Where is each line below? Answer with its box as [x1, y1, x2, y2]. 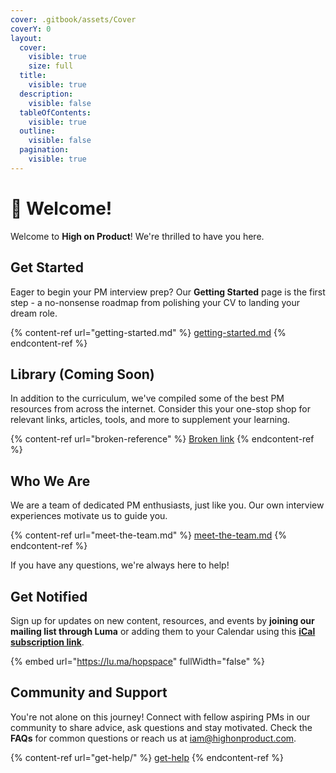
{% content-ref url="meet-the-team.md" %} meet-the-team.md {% [10, 529, 288, 541]
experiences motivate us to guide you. [10, 510, 168, 522]
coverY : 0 [10, 24, 52, 34]
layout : [10, 33, 43, 43]
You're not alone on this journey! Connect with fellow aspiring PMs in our [10, 711, 311, 723]
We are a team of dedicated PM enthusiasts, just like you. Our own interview [10, 499, 325, 511]
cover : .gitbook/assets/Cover [10, 14, 137, 25]
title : [19, 71, 47, 81]
